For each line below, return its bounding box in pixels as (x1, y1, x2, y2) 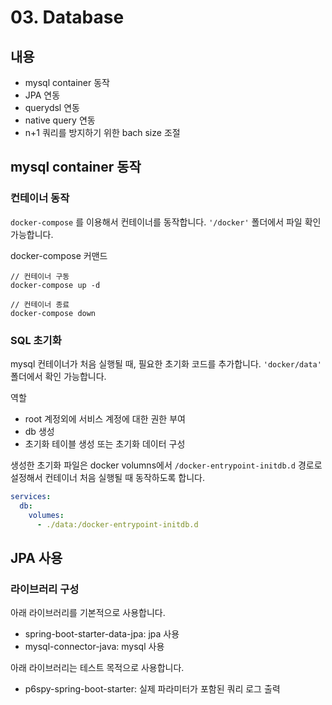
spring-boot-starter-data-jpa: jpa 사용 (24, 628, 180, 640)
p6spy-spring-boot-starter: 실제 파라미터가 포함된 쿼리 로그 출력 (24, 683, 281, 695)
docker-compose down (10, 308, 97, 318)
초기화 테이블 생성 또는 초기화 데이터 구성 (24, 437, 186, 450)
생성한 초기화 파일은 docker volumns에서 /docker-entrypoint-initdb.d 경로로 (10, 459, 323, 471)
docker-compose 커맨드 (10, 249, 108, 261)
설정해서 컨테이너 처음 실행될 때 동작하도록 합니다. (10, 471, 206, 483)
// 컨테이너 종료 (10, 299, 70, 310)
